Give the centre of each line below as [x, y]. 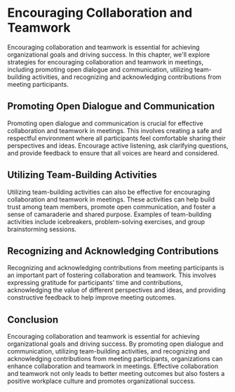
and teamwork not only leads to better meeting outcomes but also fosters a [116, 374]
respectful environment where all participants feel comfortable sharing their [116, 138]
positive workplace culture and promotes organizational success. [101, 381]
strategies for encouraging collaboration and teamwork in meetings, [105, 62]
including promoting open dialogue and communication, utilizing [100, 69]
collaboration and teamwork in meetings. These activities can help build [111, 199]
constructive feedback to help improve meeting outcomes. [92, 297]
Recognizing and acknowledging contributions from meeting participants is [116, 268]
